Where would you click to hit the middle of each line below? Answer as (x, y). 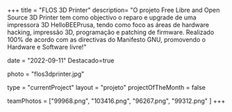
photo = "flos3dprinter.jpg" (46, 74)
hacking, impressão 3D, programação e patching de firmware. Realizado (111, 32)
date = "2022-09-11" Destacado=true (61, 61)
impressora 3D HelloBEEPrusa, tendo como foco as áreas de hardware (108, 25)
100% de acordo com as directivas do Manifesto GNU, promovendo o (107, 40)
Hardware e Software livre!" (47, 47)
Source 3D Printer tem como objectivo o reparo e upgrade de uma (102, 17)
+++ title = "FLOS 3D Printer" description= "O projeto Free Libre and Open (114, 10)
